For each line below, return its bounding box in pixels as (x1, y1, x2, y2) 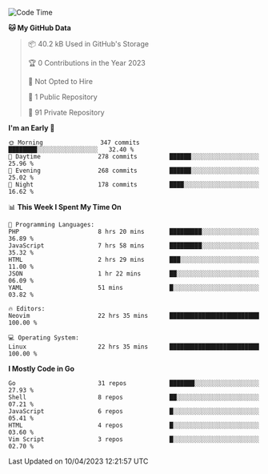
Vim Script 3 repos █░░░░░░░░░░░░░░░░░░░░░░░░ (8, 436, 260, 444)
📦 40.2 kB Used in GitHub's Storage (27, 39, 150, 48)
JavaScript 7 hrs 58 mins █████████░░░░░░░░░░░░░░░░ (8, 242, 260, 250)
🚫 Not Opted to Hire (27, 77, 94, 86)
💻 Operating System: (8, 334, 80, 342)
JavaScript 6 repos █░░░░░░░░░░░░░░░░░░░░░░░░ (8, 408, 260, 416)
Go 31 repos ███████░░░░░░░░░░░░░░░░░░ (8, 380, 260, 388)
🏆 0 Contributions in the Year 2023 (27, 58, 146, 67)
